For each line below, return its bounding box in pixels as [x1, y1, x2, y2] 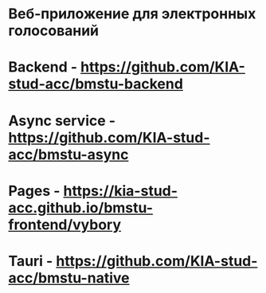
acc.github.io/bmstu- [8, 198, 154, 217]
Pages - [8, 182, 61, 200]
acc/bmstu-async [8, 145, 129, 163]
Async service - [8, 111, 116, 130]
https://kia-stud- [63, 182, 178, 200]
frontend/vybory [8, 216, 122, 233]
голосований [8, 21, 100, 40]
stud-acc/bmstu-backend [8, 75, 183, 93]
